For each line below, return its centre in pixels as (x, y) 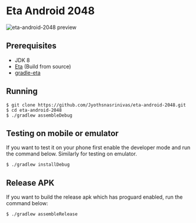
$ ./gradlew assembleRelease (42, 214)
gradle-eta (27, 73)
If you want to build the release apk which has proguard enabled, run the (94, 197)
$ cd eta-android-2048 (34, 110)
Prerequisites (31, 46)
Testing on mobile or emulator (63, 133)
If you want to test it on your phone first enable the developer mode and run (98, 148)
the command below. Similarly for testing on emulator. (72, 154)
